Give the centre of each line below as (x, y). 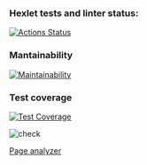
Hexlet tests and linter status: (74, 13)
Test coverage (41, 97)
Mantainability (41, 56)
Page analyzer (35, 150)
